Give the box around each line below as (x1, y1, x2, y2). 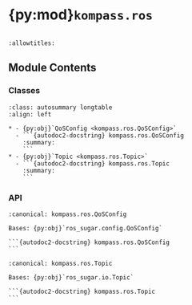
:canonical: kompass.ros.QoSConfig (8, 210, 127, 218)
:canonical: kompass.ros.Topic (8, 259, 113, 267)
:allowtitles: (8, 39, 56, 47)
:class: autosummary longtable (8, 103, 113, 112)
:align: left (8, 110, 52, 118)
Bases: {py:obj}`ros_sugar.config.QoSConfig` (8, 224, 162, 232)
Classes (8, 85, 41, 96)
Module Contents (8, 61, 97, 75)
